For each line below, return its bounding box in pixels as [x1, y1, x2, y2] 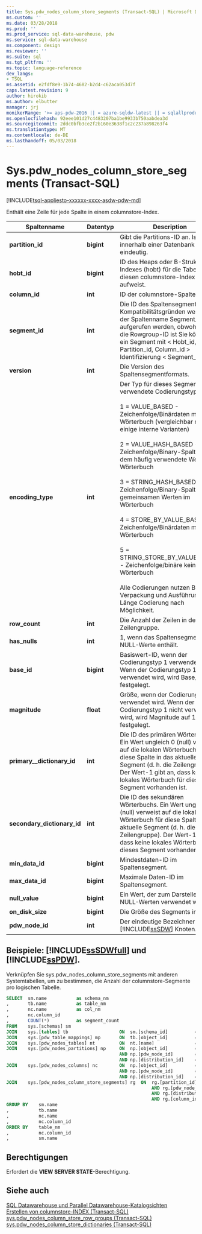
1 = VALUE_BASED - [120, 402, 179, 411]
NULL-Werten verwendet [120, 897, 191, 906]
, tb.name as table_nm [6, 1001, 106, 1007]
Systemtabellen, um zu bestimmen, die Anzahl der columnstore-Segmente [6, 977, 191, 984]
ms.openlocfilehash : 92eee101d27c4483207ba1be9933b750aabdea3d [6, 115, 168, 121]
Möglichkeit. [120, 606, 155, 614]
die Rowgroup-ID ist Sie [120, 330, 188, 338]
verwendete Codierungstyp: [120, 387, 199, 396]
